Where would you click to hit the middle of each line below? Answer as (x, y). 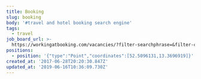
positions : (20, 50)
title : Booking (25, 12)
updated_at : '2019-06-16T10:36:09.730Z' (57, 67)
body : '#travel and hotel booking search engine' (69, 23)
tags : (13, 28)
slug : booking (24, 17)
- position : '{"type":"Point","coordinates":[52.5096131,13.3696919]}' (103, 56)
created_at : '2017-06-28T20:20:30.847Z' (57, 61)
